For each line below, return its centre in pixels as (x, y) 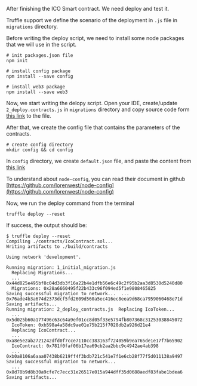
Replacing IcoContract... (44, 330)
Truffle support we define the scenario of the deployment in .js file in (92, 20)
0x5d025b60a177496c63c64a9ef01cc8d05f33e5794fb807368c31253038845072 (95, 320)
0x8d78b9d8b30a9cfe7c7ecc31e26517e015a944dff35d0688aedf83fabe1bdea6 (95, 372)
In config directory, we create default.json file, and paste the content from (99, 161)
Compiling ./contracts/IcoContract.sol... (60, 241)
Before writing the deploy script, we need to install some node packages (95, 38)
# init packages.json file (40, 56)
